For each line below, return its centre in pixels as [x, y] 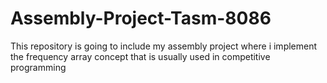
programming [38, 67]
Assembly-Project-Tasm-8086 [141, 18]
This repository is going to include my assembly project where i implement [164, 46]
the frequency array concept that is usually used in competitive [140, 56]
